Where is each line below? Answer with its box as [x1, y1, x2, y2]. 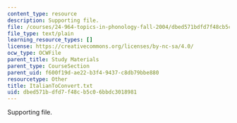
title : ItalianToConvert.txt [7, 82, 93, 89]
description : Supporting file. [7, 17, 99, 24]
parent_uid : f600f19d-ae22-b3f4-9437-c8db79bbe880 [7, 69, 159, 76]
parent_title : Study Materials [7, 56, 99, 63]
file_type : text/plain [7, 30, 74, 37]
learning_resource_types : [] [7, 37, 93, 44]
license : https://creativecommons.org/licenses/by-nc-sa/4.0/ [7, 43, 194, 50]
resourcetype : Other [7, 75, 68, 83]
